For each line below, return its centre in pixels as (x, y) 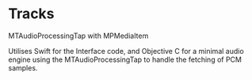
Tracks (31, 14)
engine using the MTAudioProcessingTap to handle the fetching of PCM (125, 59)
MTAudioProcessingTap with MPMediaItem (78, 36)
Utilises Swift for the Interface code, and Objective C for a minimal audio (126, 51)
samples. (23, 67)
